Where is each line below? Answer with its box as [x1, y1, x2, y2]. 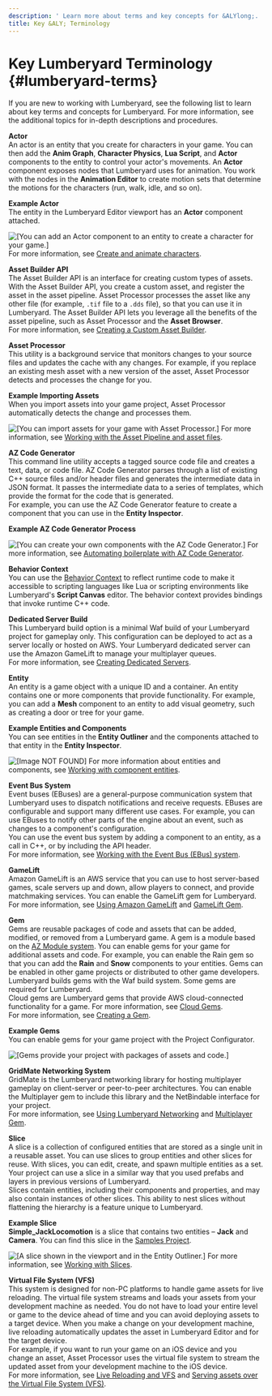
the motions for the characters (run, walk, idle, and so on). [8, 183, 202, 193]
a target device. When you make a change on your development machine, [8, 1319, 255, 1329]
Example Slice [8, 1218, 57, 1228]
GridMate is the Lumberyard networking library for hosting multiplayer [8, 1075, 242, 1085]
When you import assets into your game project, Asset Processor [8, 399, 226, 410]
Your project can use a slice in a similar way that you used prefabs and [8, 1168, 244, 1178]
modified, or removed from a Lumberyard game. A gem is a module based [8, 933, 256, 943]
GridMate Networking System [8, 1066, 111, 1076]
